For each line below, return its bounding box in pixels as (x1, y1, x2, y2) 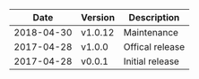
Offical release (123, 41, 186, 52)
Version (80, 12, 115, 23)
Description (128, 12, 180, 23)
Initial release (123, 55, 179, 67)
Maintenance (123, 27, 179, 38)
